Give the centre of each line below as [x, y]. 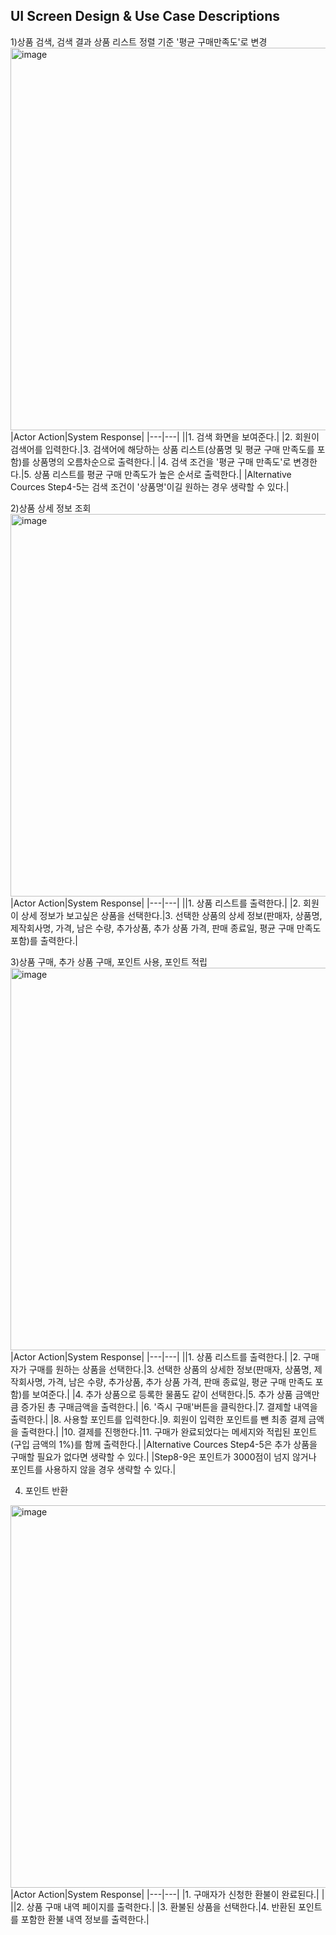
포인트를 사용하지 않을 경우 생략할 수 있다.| [93, 1469]
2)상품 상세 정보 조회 [51, 508]
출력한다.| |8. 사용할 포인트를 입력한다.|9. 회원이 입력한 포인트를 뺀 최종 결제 [158, 1419]
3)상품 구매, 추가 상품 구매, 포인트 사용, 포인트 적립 [109, 961]
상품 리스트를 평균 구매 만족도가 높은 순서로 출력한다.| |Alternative [162, 474]
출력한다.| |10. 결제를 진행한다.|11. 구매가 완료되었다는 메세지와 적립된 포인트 [169, 1431]
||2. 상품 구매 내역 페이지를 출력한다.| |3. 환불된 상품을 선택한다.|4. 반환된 [153, 1906]
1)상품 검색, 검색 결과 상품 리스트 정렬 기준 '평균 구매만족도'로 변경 [139, 41]
